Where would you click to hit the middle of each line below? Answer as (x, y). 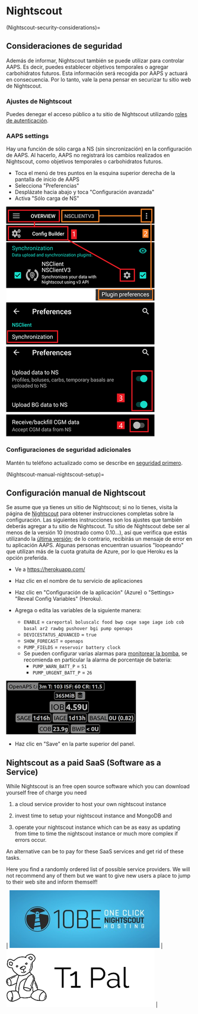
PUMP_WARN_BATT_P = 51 (60, 666)
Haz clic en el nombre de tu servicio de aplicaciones (79, 581)
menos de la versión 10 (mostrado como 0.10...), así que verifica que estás (97, 533)
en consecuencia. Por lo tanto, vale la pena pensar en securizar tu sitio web (99, 79)
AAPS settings (28, 136)
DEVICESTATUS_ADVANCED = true (60, 635)
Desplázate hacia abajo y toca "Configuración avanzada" (84, 192)
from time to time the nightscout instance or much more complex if (96, 834)
